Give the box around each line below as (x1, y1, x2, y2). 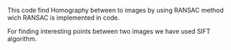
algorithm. (7, 35, 37, 43)
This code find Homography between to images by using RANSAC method (7, 6, 224, 14)
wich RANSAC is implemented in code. (7, 13, 120, 22)
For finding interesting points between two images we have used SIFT (7, 27, 211, 35)
